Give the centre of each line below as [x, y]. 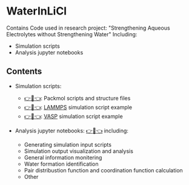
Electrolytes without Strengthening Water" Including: [72, 34]
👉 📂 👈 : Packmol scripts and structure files [77, 98]
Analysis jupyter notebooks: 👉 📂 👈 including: [72, 131]
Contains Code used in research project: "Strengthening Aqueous [88, 28]
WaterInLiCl [37, 11]
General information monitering [63, 157]
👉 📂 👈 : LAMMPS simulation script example [78, 107]
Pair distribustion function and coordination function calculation [103, 170]
